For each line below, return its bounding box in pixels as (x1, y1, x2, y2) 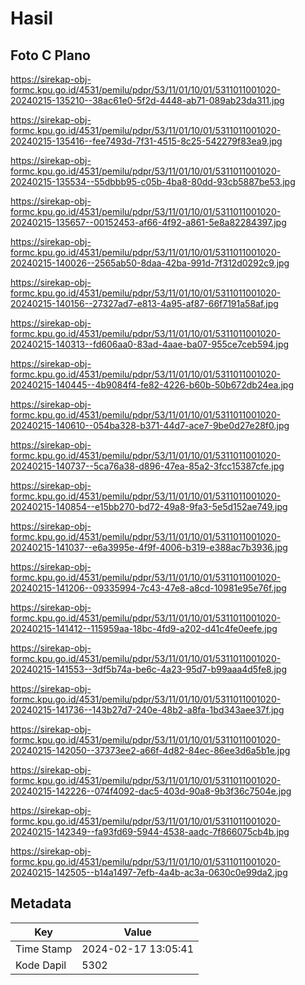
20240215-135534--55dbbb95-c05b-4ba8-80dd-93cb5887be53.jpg (10, 176, 296, 187)
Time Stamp (15, 942, 73, 956)
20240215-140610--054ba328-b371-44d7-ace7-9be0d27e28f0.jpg (10, 420, 290, 431)
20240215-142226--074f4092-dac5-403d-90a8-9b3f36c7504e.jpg (10, 785, 292, 797)
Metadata (10, 895, 72, 912)
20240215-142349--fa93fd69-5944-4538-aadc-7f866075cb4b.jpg (10, 826, 290, 837)
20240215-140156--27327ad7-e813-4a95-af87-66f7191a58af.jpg (10, 298, 279, 309)
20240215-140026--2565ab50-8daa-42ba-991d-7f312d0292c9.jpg (10, 257, 290, 269)
